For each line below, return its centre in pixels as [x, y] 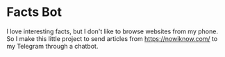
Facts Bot [34, 12]
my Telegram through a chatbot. [52, 46]
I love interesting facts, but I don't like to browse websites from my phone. [112, 31]
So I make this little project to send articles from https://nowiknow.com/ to [112, 38]
